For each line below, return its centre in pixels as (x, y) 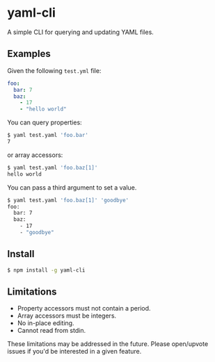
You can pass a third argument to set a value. (72, 187)
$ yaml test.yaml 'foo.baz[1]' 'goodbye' (68, 200)
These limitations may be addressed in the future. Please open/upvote (108, 344)
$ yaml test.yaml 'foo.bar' (48, 135)
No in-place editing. (46, 323)
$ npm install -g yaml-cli (46, 270)
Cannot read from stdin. (51, 331)
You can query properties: (45, 122)
